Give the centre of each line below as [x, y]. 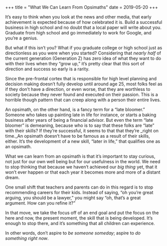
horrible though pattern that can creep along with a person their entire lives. [83, 100]
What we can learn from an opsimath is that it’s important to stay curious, [80, 156]
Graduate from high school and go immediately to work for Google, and [79, 33]
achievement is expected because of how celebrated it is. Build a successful [84, 22]
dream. [12, 177]
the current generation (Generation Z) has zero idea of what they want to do [83, 58]
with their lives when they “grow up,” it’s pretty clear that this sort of [75, 64]
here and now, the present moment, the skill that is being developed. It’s [79, 218]
